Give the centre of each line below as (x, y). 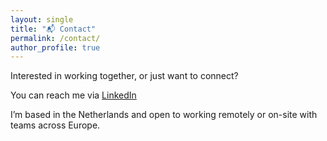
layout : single (42, 19)
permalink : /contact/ (55, 38)
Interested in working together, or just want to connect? (124, 76)
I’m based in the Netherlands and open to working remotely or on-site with (164, 115)
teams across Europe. (55, 125)
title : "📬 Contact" (53, 29)
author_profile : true (55, 47)
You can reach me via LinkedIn (73, 95)
